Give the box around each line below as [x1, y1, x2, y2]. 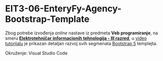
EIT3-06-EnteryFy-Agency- [5, 3, 122, 14]
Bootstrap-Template [5, 13, 90, 25]
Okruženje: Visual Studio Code [5, 50, 68, 56]
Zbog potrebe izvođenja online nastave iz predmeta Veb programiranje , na [5, 30, 159, 36]
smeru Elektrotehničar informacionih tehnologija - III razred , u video [5, 35, 147, 41]
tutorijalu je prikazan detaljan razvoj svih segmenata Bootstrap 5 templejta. [5, 40, 158, 46]
